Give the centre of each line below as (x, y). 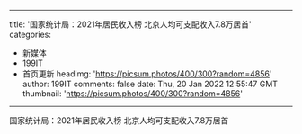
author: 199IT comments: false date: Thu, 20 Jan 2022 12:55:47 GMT (150, 84)
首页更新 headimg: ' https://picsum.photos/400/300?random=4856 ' (147, 74)
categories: (30, 34)
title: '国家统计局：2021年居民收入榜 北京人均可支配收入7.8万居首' (130, 24)
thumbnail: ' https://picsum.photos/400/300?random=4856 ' (132, 94)
